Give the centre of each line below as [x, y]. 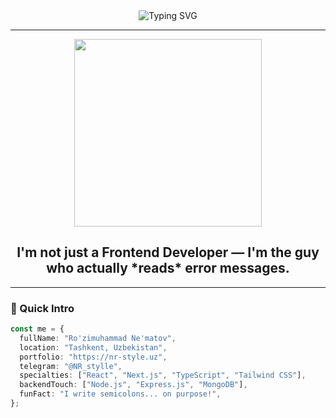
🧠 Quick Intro [42, 308]
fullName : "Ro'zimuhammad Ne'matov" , [98, 338]
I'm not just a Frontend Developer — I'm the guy [168, 252]
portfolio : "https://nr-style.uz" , [93, 357]
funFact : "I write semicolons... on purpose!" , [120, 394]
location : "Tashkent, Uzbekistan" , [93, 347]
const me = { [37, 329]
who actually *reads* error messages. [168, 268]
